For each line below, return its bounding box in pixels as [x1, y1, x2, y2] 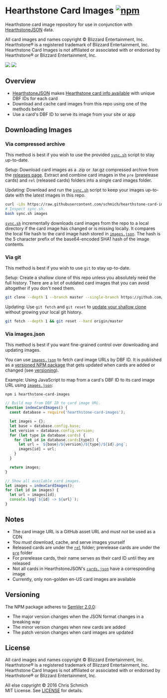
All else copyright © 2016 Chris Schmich [5, 682, 88, 689]
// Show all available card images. [5, 478, 81, 484]
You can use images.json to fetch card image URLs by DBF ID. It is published [5, 357, 162, 363]
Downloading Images [5, 126, 72, 134]
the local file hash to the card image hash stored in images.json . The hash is [5, 231, 161, 237]
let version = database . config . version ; [9, 428, 94, 433]
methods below [12, 106, 45, 112]
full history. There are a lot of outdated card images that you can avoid [5, 280, 150, 286]
